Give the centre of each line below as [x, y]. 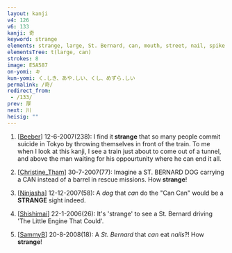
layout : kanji [28, 14]
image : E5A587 [28, 65]
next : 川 [19, 110]
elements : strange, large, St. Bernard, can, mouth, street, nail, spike [116, 46]
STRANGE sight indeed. [51, 200]
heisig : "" [23, 116]
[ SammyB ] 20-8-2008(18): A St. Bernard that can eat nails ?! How [111, 234]
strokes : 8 [23, 59]
